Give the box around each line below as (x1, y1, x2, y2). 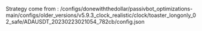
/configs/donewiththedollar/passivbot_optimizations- (60, 5, 193, 12)
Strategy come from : (5, 5, 59, 12)
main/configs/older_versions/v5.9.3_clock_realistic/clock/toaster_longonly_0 (5, 12, 197, 19)
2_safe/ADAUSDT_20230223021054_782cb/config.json (5, 18, 145, 25)
